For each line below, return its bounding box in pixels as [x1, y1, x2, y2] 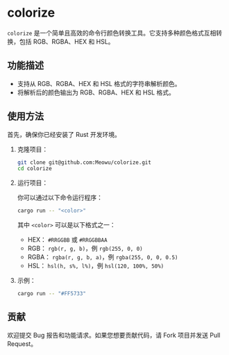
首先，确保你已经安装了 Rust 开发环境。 [7, 130, 121, 138]
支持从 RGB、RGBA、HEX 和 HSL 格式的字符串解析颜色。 [17, 79, 182, 88]
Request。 [7, 339, 37, 348]
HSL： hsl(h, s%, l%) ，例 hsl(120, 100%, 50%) [27, 262, 164, 270]
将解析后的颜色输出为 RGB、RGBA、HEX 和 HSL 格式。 [17, 88, 176, 97]
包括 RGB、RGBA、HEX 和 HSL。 [19, 37, 114, 46]
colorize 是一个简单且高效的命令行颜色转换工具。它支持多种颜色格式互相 [7, 28, 217, 37]
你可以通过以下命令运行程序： [17, 193, 103, 202]
